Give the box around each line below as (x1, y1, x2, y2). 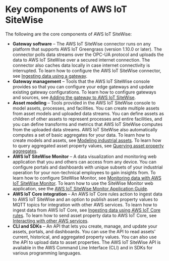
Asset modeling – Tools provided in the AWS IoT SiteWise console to (12, 99, 156, 106)
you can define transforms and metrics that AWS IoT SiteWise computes (12, 121, 163, 127)
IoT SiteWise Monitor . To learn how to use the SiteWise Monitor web (12, 180, 154, 186)
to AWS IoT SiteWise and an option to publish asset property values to (12, 196, 158, 202)
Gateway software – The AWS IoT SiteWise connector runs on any (12, 40, 151, 46)
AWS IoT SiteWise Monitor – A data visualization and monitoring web (12, 153, 157, 160)
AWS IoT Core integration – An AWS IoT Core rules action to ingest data (12, 191, 162, 197)
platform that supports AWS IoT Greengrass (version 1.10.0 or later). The (12, 46, 162, 52)
